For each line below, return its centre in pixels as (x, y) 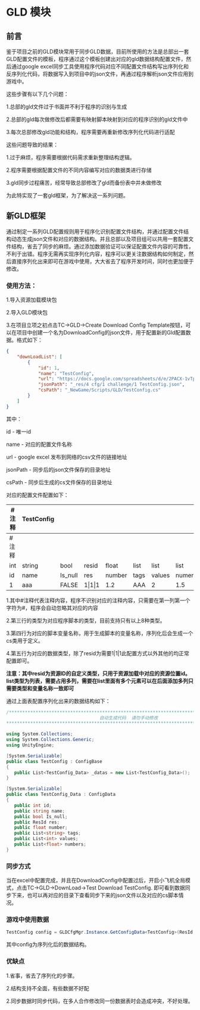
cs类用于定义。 (25, 640)
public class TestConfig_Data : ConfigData (61, 794)
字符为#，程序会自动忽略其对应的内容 (52, 608)
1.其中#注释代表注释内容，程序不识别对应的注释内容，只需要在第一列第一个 (98, 600)
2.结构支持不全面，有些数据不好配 (48, 988)
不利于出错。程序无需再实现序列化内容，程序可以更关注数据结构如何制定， (97, 253)
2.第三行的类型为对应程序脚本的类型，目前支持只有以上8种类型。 (86, 620)
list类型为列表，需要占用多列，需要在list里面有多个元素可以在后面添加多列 (97, 681)
